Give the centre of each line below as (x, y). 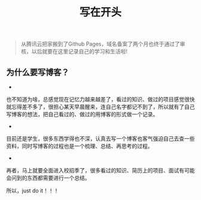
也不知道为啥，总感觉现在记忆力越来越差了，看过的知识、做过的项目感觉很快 (100, 99)
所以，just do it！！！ (33, 190)
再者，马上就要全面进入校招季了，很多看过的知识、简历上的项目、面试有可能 (100, 170)
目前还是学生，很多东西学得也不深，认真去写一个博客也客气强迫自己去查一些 (100, 139)
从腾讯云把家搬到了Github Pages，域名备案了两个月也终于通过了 (100, 44)
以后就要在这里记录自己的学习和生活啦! (79, 51)
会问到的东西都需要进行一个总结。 (48, 178)
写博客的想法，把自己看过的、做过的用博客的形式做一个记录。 (82, 114)
